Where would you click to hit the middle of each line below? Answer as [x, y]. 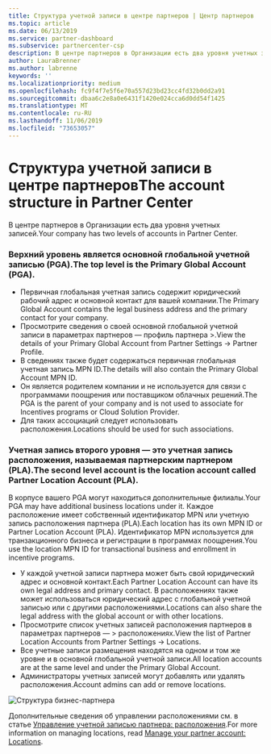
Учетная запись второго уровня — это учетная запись [121, 450]
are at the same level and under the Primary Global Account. [120, 668]
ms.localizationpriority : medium [65, 83]
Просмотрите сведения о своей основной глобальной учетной [129, 326]
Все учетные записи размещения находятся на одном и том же [130, 651]
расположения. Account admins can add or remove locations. [123, 685]
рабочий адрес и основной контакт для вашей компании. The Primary [140, 300]
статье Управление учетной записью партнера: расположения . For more [133, 725]
